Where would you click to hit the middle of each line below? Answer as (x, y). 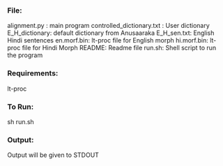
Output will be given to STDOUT (53, 155)
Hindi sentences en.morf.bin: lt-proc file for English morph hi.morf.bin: (108, 40)
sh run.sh (21, 121)
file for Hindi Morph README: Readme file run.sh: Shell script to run (119, 48)
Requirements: (33, 73)
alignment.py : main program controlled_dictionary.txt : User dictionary (109, 26)
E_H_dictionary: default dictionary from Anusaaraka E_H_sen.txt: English (111, 33)
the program (25, 55)
